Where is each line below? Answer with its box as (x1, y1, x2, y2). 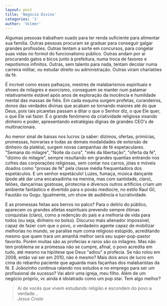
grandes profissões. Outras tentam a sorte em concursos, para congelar (5, 45, 154, 51)
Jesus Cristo (17, 296, 44, 302)
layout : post (5, 7, 32, 12)
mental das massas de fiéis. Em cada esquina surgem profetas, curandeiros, (5, 98, 162, 104)
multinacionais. (5, 124, 36, 130)
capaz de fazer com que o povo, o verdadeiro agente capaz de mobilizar (5, 223, 155, 229)
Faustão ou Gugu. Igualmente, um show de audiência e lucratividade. (5, 192, 148, 198)
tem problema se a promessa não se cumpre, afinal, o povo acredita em (5, 244, 153, 250)
